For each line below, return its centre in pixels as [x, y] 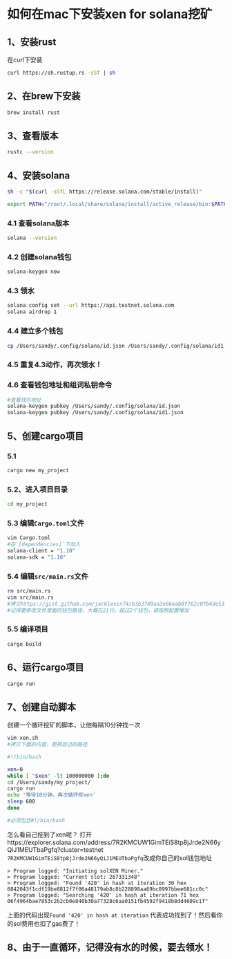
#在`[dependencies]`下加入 [44, 544]
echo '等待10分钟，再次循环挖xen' [51, 795]
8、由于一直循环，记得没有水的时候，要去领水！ [110, 948]
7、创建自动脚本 [42, 707]
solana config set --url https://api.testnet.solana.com [91, 306]
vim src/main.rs [30, 597]
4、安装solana [39, 175]
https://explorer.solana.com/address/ [60, 842]
